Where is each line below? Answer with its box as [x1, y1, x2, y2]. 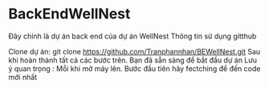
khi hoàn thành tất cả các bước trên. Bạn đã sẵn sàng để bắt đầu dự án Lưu [8, 55, 257, 65]
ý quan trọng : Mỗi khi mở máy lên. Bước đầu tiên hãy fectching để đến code [8, 63, 261, 73]
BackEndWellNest [8, 5, 131, 23]
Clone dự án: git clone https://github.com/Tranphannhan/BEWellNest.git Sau [8, 46, 261, 56]
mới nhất [8, 72, 38, 82]
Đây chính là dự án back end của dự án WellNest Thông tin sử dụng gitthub [8, 31, 257, 41]
